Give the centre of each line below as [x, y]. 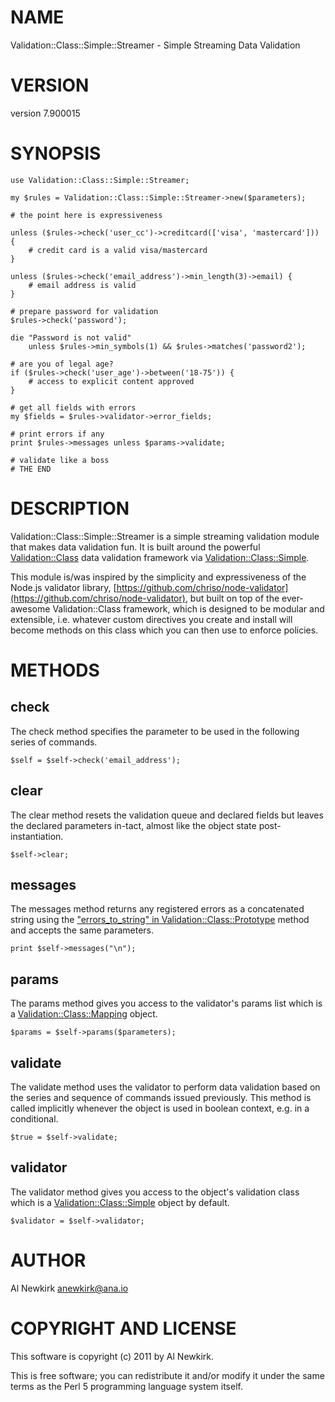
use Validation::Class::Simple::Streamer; [100, 180]
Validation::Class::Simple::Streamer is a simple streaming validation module [165, 536]
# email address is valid [82, 285]
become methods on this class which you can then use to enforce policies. [164, 630]
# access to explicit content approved [111, 381]
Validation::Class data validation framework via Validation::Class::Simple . [160, 557]
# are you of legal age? [62, 364]
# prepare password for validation [84, 311]
